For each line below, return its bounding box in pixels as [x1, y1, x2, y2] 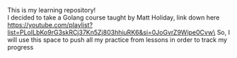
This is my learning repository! [7, 6, 96, 14]
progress [7, 43, 34, 51]
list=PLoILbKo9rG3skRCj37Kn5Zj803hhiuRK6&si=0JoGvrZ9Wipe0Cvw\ [7, 28, 216, 36]
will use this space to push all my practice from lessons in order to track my [7, 36, 228, 44]
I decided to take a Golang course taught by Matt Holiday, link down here [7, 13, 220, 22]
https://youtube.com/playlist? [7, 21, 93, 29]
